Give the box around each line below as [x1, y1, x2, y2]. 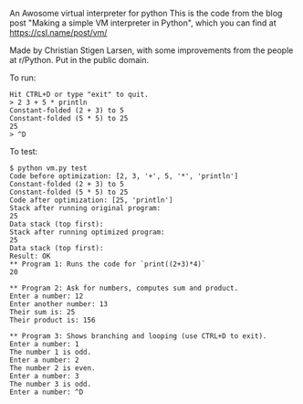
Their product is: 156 [9, 315, 96, 324]
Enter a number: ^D [9, 388, 84, 397]
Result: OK [9, 251, 51, 260]
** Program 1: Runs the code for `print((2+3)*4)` [9, 260, 206, 269]
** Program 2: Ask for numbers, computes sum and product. [9, 283, 239, 292]
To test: [9, 146, 38, 156]
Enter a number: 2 [9, 356, 79, 365]
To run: [9, 72, 37, 83]
